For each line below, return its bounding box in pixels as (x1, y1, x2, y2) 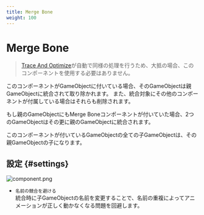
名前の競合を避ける (15, 188, 57, 194)
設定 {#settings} (6, 158, 69, 169)
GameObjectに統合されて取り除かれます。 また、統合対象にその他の (6, 90, 177, 98)
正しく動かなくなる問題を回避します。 (47, 202, 143, 210)
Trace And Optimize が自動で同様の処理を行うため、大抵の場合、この (21, 62, 194, 69)
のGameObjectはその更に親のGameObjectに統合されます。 (6, 118, 154, 126)
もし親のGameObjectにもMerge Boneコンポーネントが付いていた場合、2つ (6, 111, 194, 118)
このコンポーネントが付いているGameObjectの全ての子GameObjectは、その (6, 131, 197, 139)
